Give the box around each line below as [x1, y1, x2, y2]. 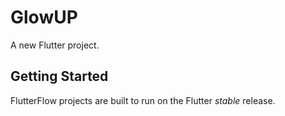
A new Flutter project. [10, 39, 100, 51]
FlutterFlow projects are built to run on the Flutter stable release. [10, 94, 276, 106]
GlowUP [10, 6, 78, 29]
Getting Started [10, 68, 109, 85]
